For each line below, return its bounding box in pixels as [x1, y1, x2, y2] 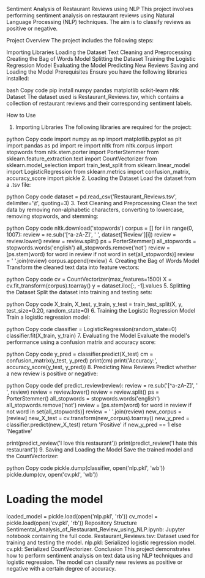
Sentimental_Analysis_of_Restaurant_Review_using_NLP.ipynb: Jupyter [6, 525, 185, 533]
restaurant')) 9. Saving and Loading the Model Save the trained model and [6, 446, 193, 453]
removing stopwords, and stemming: [6, 213, 99, 220]
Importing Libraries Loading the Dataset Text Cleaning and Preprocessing [6, 49, 192, 56]
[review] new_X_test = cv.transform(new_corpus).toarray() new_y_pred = [6, 415, 190, 421]
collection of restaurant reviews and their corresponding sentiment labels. [6, 100, 193, 107]
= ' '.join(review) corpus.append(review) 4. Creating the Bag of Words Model [6, 257, 199, 264]
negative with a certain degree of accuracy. [6, 564, 116, 572]
